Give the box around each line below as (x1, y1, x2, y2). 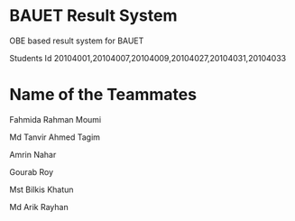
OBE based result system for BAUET (9, 35, 144, 46)
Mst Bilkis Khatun (9, 184, 74, 195)
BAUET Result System (9, 5, 178, 26)
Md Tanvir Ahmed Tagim (9, 132, 101, 143)
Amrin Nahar (9, 149, 57, 160)
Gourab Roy (9, 166, 54, 177)
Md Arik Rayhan (9, 201, 69, 212)
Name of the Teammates (9, 85, 197, 105)
